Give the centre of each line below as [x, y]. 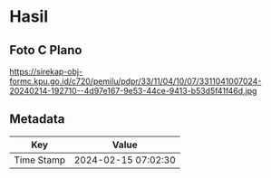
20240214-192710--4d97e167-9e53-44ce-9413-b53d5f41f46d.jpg [133, 91]
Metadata [37, 119]
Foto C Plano [46, 50]
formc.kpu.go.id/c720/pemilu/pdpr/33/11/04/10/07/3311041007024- [135, 81]
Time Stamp [40, 160]
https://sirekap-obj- [46, 71]
